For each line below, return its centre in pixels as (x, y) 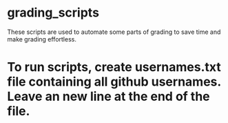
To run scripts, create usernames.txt (114, 67)
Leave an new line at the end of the (108, 96)
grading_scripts (53, 13)
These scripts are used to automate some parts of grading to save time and (114, 32)
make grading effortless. (42, 39)
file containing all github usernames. (114, 82)
